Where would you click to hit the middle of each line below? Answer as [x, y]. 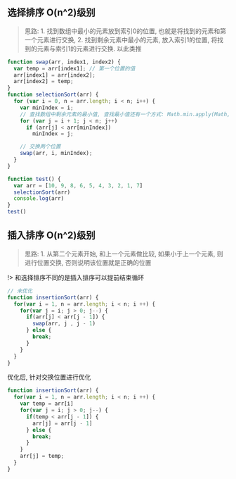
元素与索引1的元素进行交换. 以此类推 [89, 49]
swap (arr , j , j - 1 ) [64, 324]
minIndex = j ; [53, 134]
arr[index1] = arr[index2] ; [55, 75]
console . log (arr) [39, 199]
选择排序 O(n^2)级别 [51, 13]
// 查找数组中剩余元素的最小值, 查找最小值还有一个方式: [92, 114]
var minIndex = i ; [47, 108]
